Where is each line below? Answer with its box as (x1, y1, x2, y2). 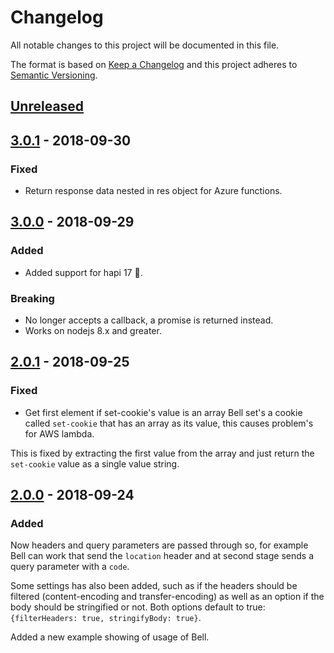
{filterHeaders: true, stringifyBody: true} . (10, 612, 202, 624)
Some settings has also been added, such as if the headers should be (10, 580, 298, 592)
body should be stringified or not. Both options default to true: (10, 601, 266, 613)
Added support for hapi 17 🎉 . (24, 266, 143, 278)
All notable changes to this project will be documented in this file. (10, 39, 280, 51)
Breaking (10, 291, 55, 305)
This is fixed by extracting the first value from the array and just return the (10, 447, 315, 459)
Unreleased (10, 98, 85, 115)
